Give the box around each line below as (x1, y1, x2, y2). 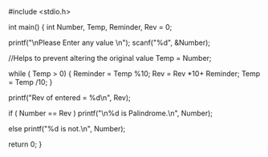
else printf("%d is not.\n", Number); (8, 124, 126, 133)
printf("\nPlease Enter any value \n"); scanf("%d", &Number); (8, 38, 211, 47)
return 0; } (8, 139, 43, 149)
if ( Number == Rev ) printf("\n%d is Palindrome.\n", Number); (8, 108, 213, 118)
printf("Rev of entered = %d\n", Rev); (8, 93, 131, 103)
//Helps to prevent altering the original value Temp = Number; (8, 54, 212, 62)
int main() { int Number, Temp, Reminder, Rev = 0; (8, 22, 173, 31)
